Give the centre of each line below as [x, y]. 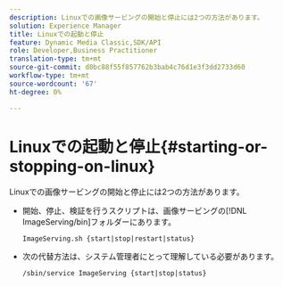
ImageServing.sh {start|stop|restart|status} [108, 239]
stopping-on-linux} [83, 166]
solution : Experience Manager [66, 26]
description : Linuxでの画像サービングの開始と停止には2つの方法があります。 [137, 17]
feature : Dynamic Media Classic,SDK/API [86, 42]
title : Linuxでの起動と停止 [57, 34]
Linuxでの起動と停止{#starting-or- [138, 147]
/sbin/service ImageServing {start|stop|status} [114, 274]
